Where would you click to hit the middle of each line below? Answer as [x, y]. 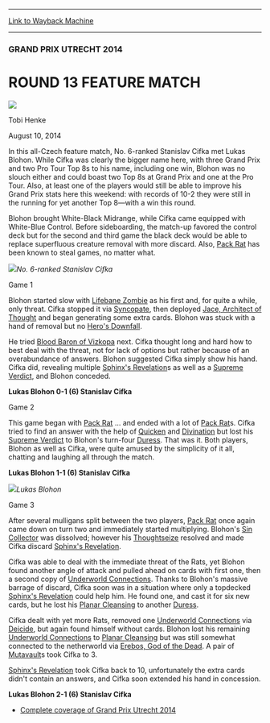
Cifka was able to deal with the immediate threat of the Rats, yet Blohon [127, 562]
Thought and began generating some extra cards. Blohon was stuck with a [132, 317]
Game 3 [21, 505]
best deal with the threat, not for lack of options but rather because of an [129, 350]
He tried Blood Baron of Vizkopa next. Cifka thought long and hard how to [130, 341]
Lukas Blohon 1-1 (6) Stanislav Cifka [70, 472]
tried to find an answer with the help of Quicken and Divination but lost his [131, 431]
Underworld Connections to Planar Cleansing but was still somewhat [122, 637]
